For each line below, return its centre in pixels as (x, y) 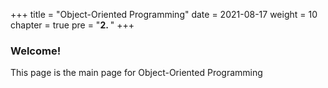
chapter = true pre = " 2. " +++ (72, 25)
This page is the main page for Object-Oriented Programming (136, 73)
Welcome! (36, 51)
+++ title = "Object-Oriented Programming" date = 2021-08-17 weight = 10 (164, 14)
